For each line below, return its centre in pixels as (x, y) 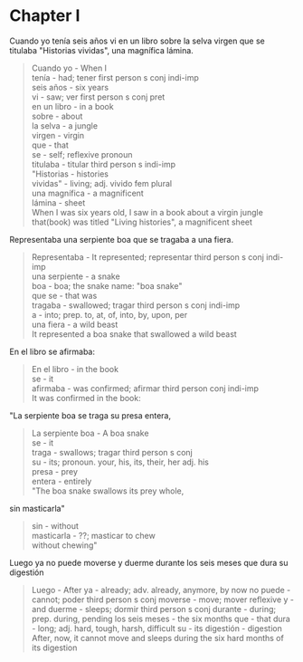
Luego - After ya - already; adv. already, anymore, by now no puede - (161, 590)
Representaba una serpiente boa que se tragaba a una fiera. (121, 239)
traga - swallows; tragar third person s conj (112, 452)
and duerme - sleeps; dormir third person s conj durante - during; (154, 609)
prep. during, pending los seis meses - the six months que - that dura (161, 619)
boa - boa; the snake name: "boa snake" (107, 285)
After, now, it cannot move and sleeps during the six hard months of (158, 638)
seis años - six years (70, 87)
